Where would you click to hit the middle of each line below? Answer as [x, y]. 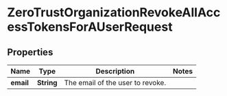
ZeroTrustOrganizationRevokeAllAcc [114, 13]
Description [115, 71]
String [47, 83]
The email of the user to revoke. [115, 83]
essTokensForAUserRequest [90, 27]
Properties [30, 52]
